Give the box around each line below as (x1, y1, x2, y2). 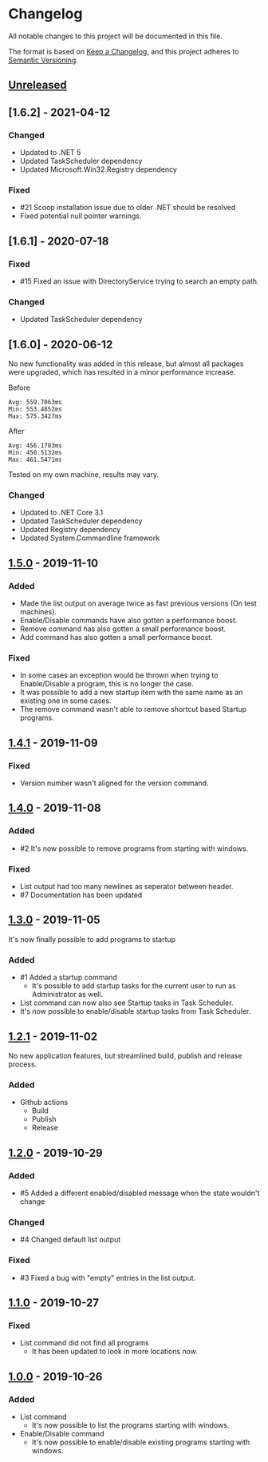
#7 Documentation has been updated (19, 890, 143, 900)
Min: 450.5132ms (8, 449, 62, 457)
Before (8, 383, 30, 392)
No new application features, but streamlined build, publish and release (8, 1051, 242, 1060)
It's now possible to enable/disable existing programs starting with (31, 1437, 250, 1447)
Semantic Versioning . (8, 55, 78, 65)
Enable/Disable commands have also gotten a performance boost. (19, 616, 238, 626)
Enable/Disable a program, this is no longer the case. (19, 679, 194, 689)
